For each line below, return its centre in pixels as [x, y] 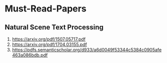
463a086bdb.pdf [30, 55]
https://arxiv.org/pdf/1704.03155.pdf [50, 44]
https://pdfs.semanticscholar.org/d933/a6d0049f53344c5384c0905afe [87, 50]
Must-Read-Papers [46, 9]
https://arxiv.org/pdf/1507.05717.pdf [49, 39]
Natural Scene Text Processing [54, 27]
